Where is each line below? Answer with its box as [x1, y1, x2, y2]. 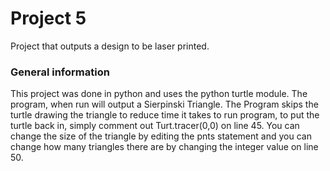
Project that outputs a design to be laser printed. [10, 40, 210, 52]
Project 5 [10, 7, 87, 30]
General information [10, 65, 110, 79]
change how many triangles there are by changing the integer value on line [10, 141, 319, 153]
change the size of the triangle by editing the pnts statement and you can [10, 130, 312, 142]
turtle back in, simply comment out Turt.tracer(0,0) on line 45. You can [10, 120, 300, 132]
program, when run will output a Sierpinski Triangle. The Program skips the [10, 98, 319, 111]
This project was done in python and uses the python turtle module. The [10, 88, 308, 100]
